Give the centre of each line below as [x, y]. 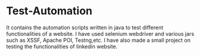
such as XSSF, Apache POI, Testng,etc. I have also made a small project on [99, 40]
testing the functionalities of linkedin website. [62, 46]
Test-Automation [49, 11]
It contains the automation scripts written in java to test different [85, 27]
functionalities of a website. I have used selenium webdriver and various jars [100, 33]
